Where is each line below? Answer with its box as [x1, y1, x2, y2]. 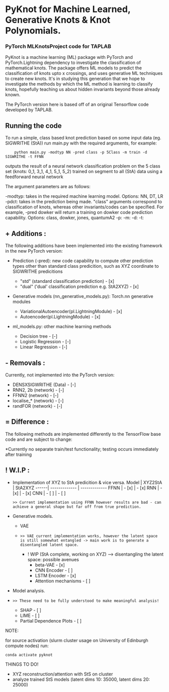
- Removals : [5, 358, 45, 367]
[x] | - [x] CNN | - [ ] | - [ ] [12, 490, 66, 496]
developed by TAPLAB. [5, 107, 53, 113]
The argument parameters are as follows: [5, 184, 91, 190]
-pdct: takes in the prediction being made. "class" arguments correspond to [5, 199, 162, 205]
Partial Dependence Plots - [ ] [20, 618, 82, 624]
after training [5, 451, 32, 457]
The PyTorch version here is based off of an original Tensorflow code [5, 102, 149, 108]
